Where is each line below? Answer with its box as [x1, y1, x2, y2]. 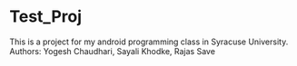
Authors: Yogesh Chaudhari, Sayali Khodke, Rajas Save [9, 45, 216, 56]
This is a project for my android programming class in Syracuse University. [9, 36, 289, 47]
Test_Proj [9, 6, 83, 27]
